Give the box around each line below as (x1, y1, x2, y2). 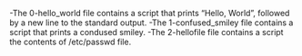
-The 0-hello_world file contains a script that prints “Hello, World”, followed (9, 8, 290, 18)
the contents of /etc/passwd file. (9, 36, 132, 47)
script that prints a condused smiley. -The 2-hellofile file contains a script (9, 27, 284, 37)
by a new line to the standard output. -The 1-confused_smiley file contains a (9, 17, 294, 28)
